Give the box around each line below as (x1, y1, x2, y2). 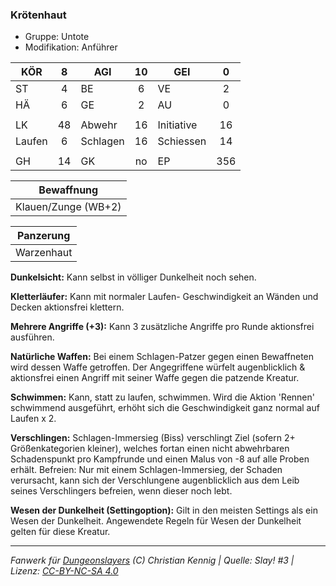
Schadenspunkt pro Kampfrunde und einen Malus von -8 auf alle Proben (10, 453, 310, 465)
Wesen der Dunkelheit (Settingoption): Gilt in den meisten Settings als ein (10, 504, 318, 517)
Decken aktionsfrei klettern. (10, 301, 125, 313)
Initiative (157, 118, 198, 132)
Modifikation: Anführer (24, 41, 118, 53)
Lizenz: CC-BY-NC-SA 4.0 (10, 565, 119, 577)
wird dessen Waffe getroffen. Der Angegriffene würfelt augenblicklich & (10, 361, 306, 373)
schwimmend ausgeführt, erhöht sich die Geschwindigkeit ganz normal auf (10, 402, 320, 414)
